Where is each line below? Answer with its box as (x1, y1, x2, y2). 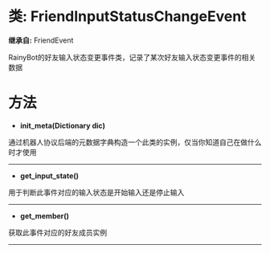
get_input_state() (19, 170, 79, 181)
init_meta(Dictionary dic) (19, 120, 106, 130)
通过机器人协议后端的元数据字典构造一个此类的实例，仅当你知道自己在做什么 (8, 137, 262, 147)
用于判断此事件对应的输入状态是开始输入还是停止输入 (8, 187, 185, 197)
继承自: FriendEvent (8, 35, 74, 45)
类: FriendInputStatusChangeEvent (8, 7, 247, 26)
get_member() (19, 210, 70, 221)
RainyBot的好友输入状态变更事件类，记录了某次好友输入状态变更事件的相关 (8, 52, 256, 62)
